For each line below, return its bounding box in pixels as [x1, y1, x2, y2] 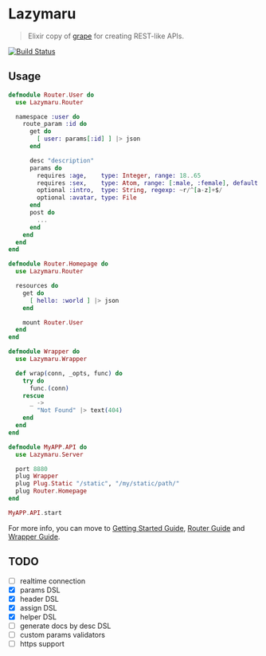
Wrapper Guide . [8, 532, 61, 541]
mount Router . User [22, 318, 84, 327]
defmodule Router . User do [8, 91, 94, 99]
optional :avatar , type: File [37, 194, 137, 202]
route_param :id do [22, 120, 88, 128]
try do [22, 376, 45, 385]
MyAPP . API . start [8, 509, 62, 517]
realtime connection [19, 575, 86, 586]
